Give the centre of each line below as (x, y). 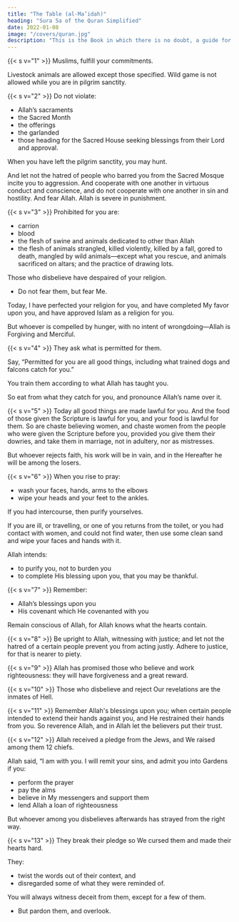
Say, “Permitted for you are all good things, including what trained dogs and (119, 362)
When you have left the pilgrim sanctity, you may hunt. (87, 162)
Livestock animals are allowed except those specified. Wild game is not (112, 75)
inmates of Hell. (30, 697)
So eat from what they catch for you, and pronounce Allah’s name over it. (115, 397)
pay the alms (36, 790)
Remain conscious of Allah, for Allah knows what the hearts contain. (107, 625)
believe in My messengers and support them (83, 798)
